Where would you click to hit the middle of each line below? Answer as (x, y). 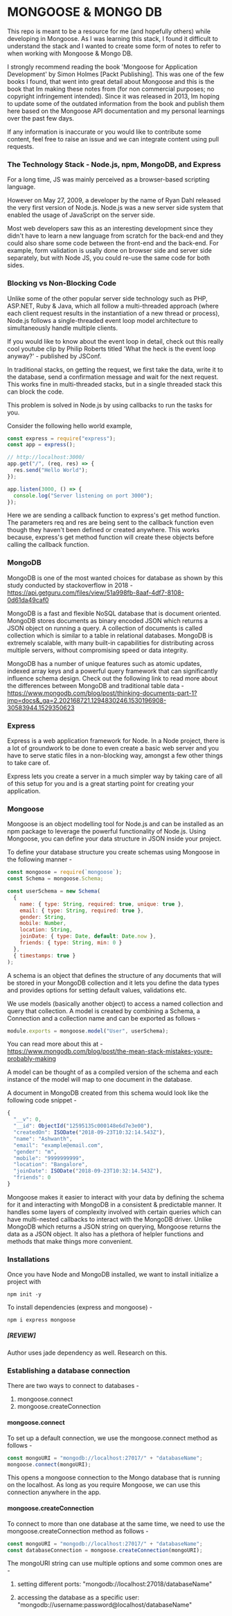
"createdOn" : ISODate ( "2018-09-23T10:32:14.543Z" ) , (90, 1133)
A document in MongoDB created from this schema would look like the (108, 1093)
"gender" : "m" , (35, 1152)
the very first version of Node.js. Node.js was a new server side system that (115, 208)
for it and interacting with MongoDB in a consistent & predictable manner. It (114, 1204)
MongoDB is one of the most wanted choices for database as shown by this (115, 578)
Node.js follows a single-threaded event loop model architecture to (102, 320)
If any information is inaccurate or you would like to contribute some (105, 132)
